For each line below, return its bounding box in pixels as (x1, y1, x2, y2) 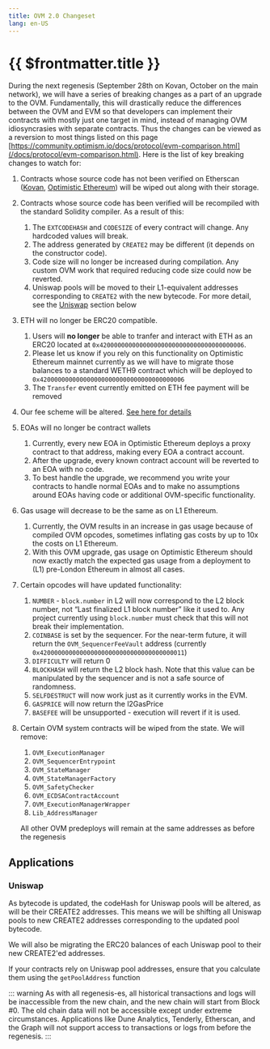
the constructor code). (32, 248, 108, 258)
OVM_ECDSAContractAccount (32, 792, 120, 801)
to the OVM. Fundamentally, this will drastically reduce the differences (8, 98, 242, 108)
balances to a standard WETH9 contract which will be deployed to (32, 366, 253, 376)
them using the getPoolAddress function (8, 973, 141, 983)
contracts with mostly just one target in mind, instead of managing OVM (8, 115, 248, 125)
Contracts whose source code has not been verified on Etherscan (19, 174, 240, 184)
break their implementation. (32, 622, 124, 631)
